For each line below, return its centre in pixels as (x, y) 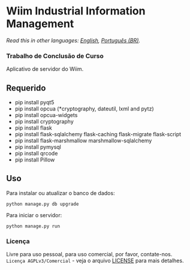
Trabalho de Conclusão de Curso (55, 56)
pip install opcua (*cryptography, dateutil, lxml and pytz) (84, 109)
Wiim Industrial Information (76, 11)
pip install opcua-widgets (46, 115)
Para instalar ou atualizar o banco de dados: (61, 193)
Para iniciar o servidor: (34, 215)
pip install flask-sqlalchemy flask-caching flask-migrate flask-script (98, 134)
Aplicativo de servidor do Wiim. (45, 69)
